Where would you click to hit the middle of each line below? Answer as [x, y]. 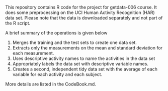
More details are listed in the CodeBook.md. [51, 84]
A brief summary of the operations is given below [56, 33]
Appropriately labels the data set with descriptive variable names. [80, 64]
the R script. [18, 23]
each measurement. [33, 53]
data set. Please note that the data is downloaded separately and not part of [84, 18]
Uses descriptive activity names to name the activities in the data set [84, 58]
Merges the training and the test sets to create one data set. [74, 42]
